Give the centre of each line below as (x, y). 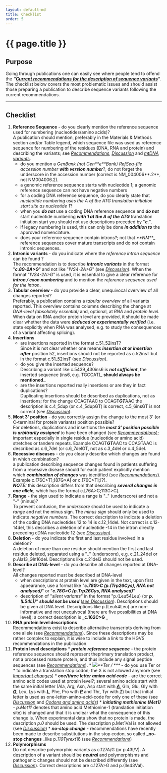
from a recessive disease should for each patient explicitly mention (81, 470)
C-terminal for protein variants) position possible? (63, 422)
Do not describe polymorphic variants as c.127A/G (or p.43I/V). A (79, 750)
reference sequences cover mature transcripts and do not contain (87, 243)
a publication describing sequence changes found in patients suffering (85, 464)
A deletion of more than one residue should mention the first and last (83, 549)
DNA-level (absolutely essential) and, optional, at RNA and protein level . (86, 312)
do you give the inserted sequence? (57, 364)
